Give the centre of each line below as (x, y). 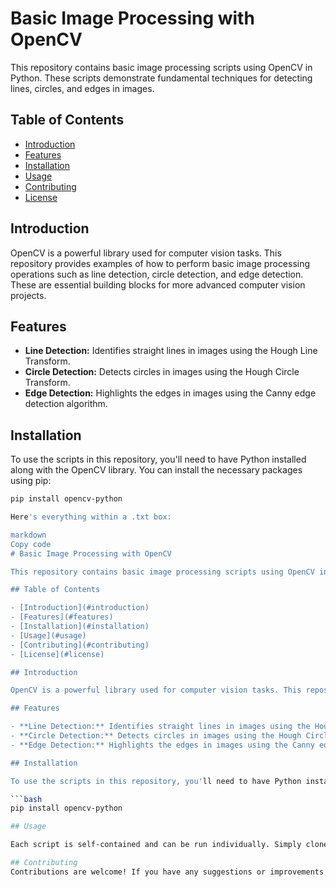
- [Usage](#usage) (48, 635)
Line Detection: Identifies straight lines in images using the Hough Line (171, 351)
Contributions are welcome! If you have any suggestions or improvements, (169, 872)
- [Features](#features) (62, 617)
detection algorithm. (66, 404)
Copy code (31, 544)
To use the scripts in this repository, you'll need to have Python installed (158, 459)
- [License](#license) (57, 654)
